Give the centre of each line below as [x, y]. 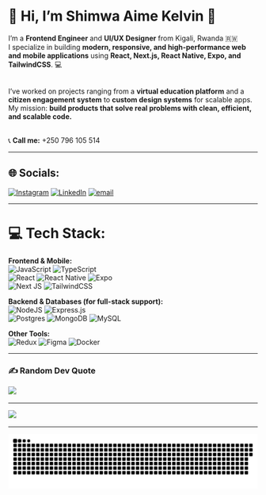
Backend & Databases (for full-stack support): [86, 301]
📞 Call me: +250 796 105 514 [54, 140]
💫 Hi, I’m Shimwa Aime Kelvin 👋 [112, 16]
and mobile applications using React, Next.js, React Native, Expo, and [125, 56]
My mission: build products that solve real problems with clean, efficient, [130, 108]
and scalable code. [40, 116]
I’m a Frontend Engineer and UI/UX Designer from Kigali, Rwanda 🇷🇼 [123, 38]
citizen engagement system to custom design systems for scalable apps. [131, 99]
